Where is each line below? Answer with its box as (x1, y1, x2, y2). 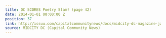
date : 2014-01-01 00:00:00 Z (5, 12, 65, 17)
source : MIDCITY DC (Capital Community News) (5, 26, 100, 31)
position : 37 (5, 16, 32, 21)
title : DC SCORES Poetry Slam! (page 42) (5, 7, 92, 12)
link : (5, 21, 16, 26)
